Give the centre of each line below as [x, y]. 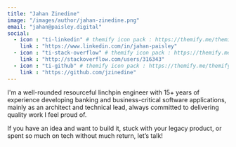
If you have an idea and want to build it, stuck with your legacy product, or [115, 128]
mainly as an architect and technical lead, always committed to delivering [113, 107]
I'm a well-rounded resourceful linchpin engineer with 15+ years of [104, 92]
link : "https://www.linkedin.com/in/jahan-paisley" [99, 46]
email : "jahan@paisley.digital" [54, 27]
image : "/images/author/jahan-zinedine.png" [73, 20]
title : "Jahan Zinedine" [44, 14]
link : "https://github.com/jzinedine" [78, 72]
